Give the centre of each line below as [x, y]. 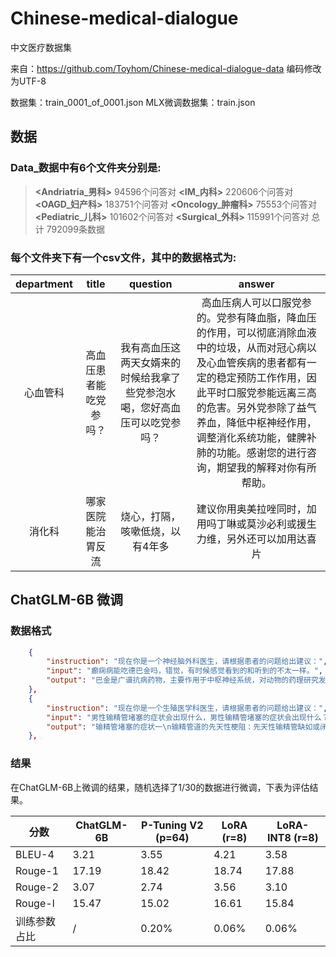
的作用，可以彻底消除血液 [256, 332]
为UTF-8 [28, 81]
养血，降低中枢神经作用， [256, 422]
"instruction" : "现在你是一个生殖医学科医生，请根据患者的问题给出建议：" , [187, 708]
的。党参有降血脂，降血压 [256, 317]
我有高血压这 [151, 347]
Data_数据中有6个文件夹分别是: [86, 168]
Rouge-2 [37, 887]
